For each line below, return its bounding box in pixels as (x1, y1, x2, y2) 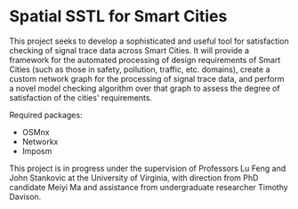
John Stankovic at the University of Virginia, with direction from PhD (9, 172, 259, 183)
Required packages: (9, 109, 83, 120)
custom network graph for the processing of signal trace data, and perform (9, 73, 285, 84)
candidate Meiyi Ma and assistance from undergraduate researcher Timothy (9, 181, 289, 192)
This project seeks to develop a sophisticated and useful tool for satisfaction (9, 36, 289, 46)
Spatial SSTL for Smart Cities (9, 6, 228, 27)
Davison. (9, 191, 42, 202)
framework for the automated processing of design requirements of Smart (9, 54, 281, 65)
